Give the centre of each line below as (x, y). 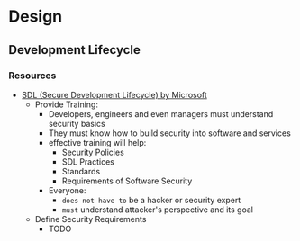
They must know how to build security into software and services (170, 133)
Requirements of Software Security (127, 181)
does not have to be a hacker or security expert (151, 200)
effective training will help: (97, 142)
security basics (77, 123)
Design (36, 17)
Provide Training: (66, 104)
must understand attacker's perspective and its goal (158, 210)
